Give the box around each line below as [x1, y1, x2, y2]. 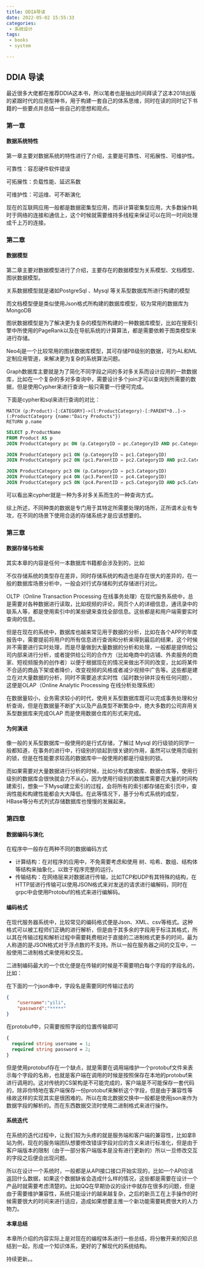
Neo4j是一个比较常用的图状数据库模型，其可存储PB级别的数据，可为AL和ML [6, 347, 197, 354]
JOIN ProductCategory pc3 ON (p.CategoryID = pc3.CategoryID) [6, 468, 167, 475]
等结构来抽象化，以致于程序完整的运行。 [15, 866, 117, 873]
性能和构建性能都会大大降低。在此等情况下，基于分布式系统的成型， [11, 790, 182, 798]
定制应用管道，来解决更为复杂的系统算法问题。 [6, 355, 123, 362]
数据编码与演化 [6, 831, 44, 838]
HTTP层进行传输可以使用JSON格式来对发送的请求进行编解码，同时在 [15, 881, 188, 888]
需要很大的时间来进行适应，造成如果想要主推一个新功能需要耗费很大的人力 [11, 1198, 198, 1205]
